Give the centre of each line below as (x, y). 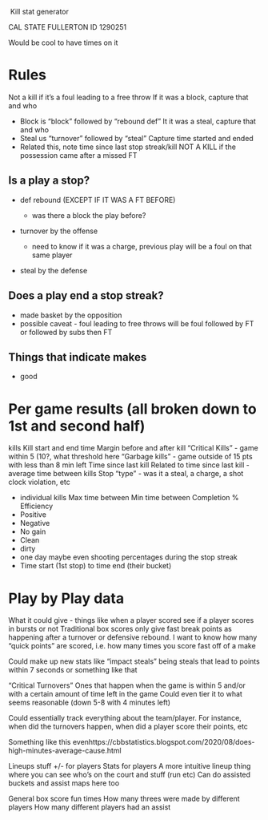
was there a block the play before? (89, 215)
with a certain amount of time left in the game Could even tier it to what (125, 694)
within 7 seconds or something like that (73, 670)
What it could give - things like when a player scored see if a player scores (131, 620)
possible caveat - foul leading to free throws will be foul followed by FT (137, 323)
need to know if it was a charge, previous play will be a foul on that (142, 246)
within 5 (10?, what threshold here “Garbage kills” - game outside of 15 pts (131, 457)
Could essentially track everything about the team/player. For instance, (125, 718)
